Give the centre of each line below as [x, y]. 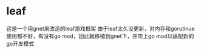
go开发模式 [20, 43]
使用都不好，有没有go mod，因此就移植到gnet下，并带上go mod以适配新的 [100, 36]
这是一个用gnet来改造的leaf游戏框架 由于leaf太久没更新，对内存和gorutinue [101, 28]
